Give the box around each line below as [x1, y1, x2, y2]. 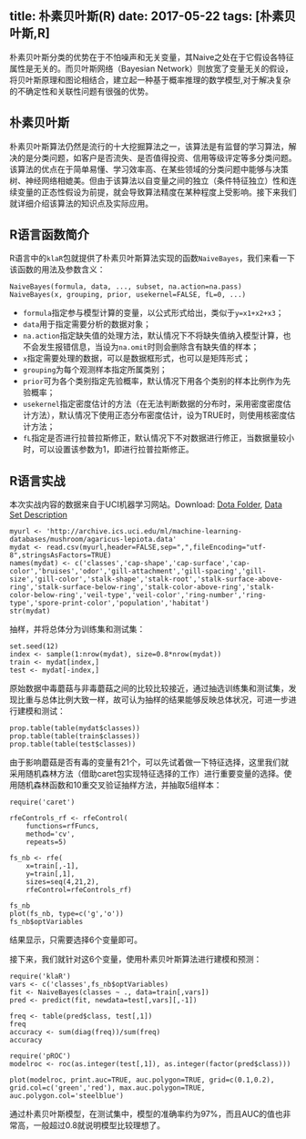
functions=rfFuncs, [25, 822, 100, 831]
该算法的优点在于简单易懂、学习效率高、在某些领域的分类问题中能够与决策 [9, 163, 289, 175]
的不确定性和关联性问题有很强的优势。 [9, 86, 153, 97]
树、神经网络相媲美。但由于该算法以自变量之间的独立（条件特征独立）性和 [9, 175, 289, 186]
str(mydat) [9, 606, 51, 616]
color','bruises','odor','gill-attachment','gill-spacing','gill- [9, 567, 267, 576]
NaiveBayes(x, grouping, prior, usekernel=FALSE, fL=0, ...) [9, 290, 247, 300]
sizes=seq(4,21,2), [25, 878, 100, 887]
